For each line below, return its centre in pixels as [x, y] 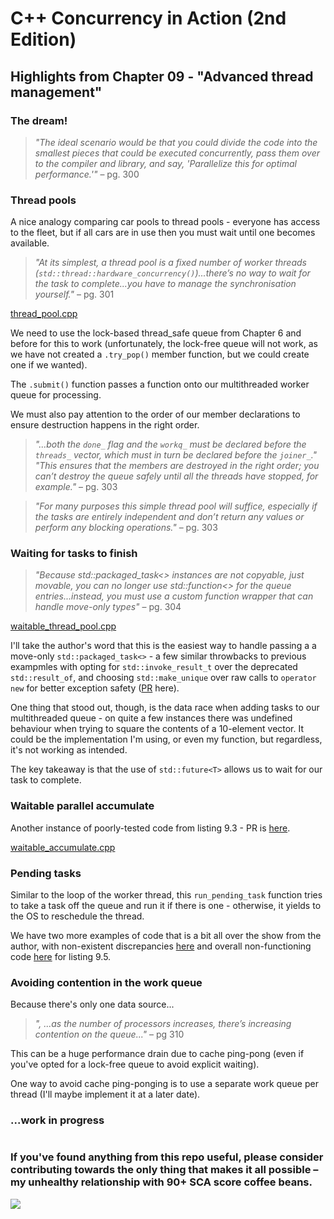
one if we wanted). [49, 365]
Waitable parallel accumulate [82, 806]
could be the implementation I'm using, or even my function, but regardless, [166, 739]
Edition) [43, 39]
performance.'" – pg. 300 [87, 174]
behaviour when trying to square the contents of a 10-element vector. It [157, 729]
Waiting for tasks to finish [74, 554]
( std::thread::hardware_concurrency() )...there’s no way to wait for [172, 273]
